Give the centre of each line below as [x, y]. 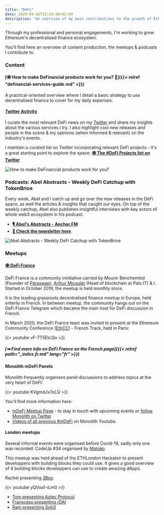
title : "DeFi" [20, 10]
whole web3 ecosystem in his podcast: [44, 214]
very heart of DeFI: [24, 382]
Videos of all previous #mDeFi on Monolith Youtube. [64, 421]
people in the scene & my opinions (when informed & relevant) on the [75, 133]
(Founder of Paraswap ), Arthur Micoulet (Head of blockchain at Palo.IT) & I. [81, 283]
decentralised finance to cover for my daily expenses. [59, 100]
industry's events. [23, 138]
